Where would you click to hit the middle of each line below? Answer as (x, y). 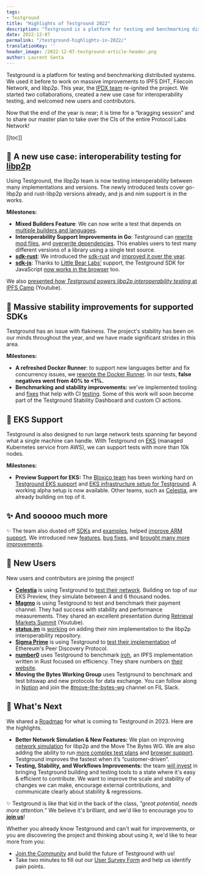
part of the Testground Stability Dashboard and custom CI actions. (99, 400)
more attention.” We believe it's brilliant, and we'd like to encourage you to (100, 810)
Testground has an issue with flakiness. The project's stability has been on (100, 331)
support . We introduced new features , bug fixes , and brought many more (98, 538)
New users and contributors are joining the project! (70, 578)
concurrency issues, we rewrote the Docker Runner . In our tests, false (103, 374)
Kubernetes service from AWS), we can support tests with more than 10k (98, 447)
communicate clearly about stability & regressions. (79, 791)
